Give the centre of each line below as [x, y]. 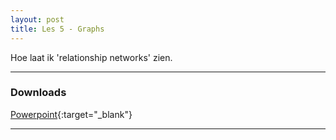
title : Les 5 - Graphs [57, 29]
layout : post [37, 19]
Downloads [38, 93]
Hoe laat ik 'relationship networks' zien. [91, 57]
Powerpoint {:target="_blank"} [71, 114]
